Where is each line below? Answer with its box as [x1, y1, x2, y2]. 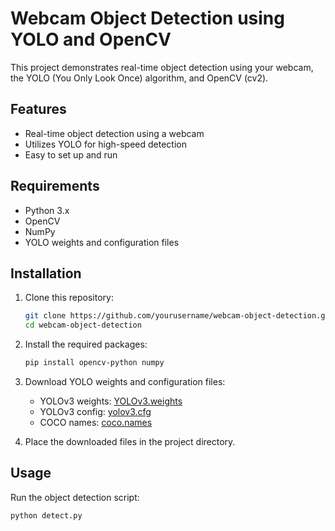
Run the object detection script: [10, 491, 140, 503]
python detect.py [10, 510, 83, 521]
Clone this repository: [24, 292, 114, 304]
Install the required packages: [24, 338, 148, 351]
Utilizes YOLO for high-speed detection [24, 138, 187, 150]
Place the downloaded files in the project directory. [24, 436, 236, 447]
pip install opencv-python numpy [24, 358, 165, 368]
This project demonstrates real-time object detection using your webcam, [10, 61, 314, 73]
